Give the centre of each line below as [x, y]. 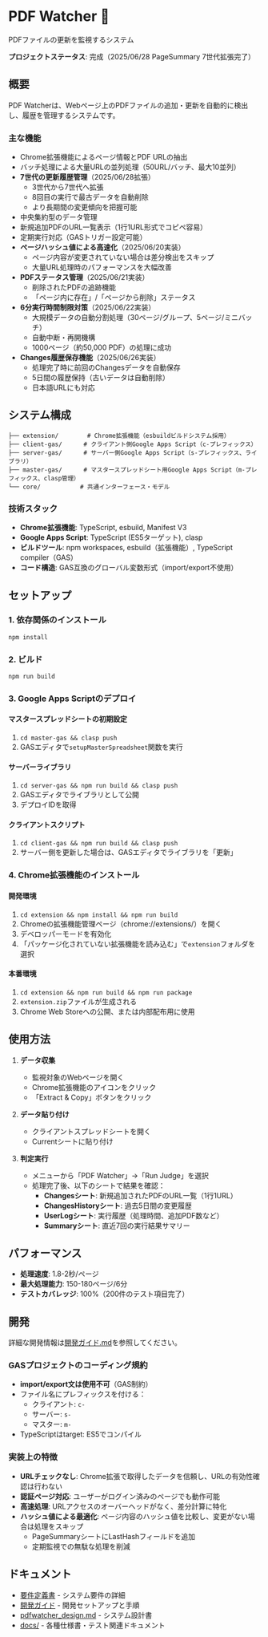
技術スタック [33, 509]
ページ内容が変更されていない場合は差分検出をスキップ [123, 257]
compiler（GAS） [49, 557]
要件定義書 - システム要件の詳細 [72, 1594]
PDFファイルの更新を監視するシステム [71, 39]
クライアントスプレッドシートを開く [92, 1131]
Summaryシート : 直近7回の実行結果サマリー [117, 1226]
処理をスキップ [59, 1526]
